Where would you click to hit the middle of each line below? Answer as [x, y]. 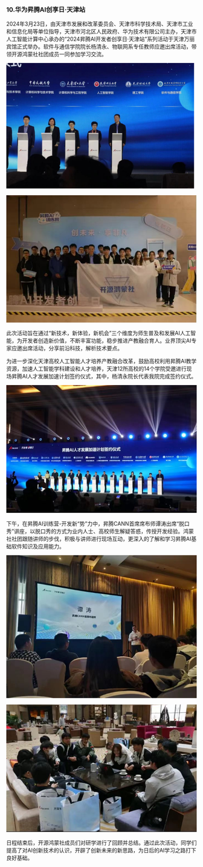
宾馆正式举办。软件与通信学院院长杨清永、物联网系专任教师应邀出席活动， [99, 47]
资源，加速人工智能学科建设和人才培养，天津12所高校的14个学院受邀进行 [96, 369]
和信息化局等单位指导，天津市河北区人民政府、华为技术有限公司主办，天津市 [101, 32]
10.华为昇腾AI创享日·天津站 [46, 9]
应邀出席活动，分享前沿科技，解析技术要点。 [67, 348]
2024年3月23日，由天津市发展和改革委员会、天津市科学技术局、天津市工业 [100, 24]
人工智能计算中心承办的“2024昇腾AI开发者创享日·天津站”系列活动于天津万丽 [101, 39]
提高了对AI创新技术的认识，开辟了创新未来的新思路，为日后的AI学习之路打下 [101, 850]
